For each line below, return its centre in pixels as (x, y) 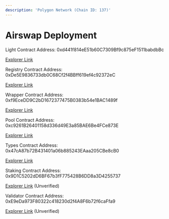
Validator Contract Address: (35, 195)
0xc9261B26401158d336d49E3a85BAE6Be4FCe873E (62, 125)
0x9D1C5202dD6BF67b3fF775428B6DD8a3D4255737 (63, 176)
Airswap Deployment (51, 35)
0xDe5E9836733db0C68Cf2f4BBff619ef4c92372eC (60, 75)
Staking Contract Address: (33, 170)
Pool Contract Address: (30, 120)
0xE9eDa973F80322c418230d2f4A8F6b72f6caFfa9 (60, 201)
